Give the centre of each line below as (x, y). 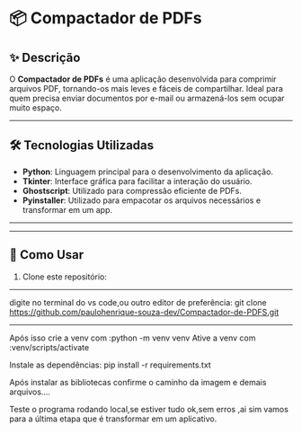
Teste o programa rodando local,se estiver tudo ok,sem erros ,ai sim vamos (149, 409)
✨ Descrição (45, 57)
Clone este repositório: (65, 277)
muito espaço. (36, 108)
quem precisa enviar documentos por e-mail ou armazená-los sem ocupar (147, 98)
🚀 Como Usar (47, 255)
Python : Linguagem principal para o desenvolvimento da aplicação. (148, 172)
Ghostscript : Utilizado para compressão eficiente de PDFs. (132, 190)
